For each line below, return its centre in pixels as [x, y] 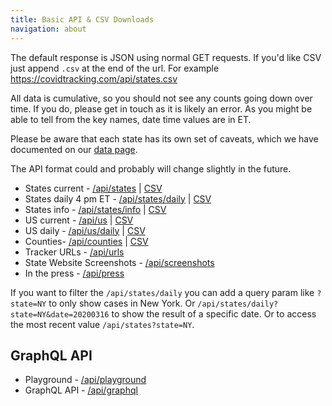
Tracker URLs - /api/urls [74, 252]
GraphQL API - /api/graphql [81, 390]
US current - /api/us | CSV [79, 220]
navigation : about [48, 29]
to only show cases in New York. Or [122, 303]
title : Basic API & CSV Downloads [82, 19]
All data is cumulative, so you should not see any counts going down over [161, 98]
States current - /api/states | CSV [93, 188]
